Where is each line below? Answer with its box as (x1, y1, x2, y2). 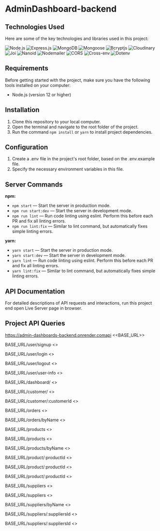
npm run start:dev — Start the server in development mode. (12, 208, 132, 214)
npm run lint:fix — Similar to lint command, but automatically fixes (12, 223, 148, 229)
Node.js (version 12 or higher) (12, 91, 72, 98)
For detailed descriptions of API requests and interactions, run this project (5, 300, 152, 306)
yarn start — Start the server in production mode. (12, 247, 113, 253)
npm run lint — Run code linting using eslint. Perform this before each (12, 213, 153, 219)
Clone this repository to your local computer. (12, 119, 101, 124)
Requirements (5, 64, 48, 72)
